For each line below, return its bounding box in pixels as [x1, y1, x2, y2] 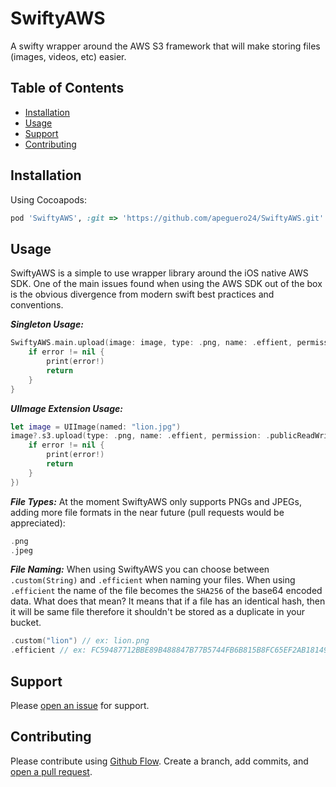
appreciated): [10, 517, 66, 529]
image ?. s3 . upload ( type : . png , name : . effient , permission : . [10, 431, 271, 441]
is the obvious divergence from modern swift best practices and [10, 288, 275, 301]
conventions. [10, 299, 64, 311]
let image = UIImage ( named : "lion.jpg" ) [10, 422, 182, 432]
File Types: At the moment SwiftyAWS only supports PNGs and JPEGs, [10, 495, 302, 507]
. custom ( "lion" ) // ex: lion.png [10, 636, 150, 646]
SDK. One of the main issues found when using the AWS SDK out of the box [10, 278, 323, 290]
